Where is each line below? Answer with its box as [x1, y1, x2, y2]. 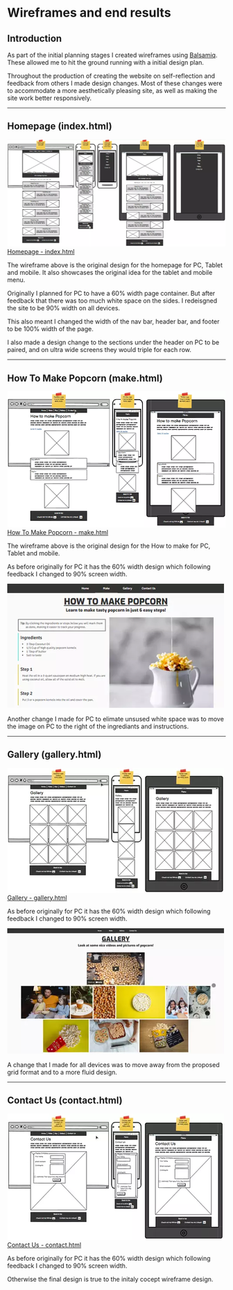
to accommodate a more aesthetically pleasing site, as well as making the [7, 87, 218, 94]
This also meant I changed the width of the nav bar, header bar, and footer [7, 317, 220, 326]
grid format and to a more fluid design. [7, 1068, 118, 1076]
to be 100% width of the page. [7, 325, 94, 333]
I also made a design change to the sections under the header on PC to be [7, 338, 220, 346]
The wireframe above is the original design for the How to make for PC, [7, 542, 211, 550]
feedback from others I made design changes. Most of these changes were [7, 79, 223, 87]
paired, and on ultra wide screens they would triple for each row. [7, 346, 192, 354]
